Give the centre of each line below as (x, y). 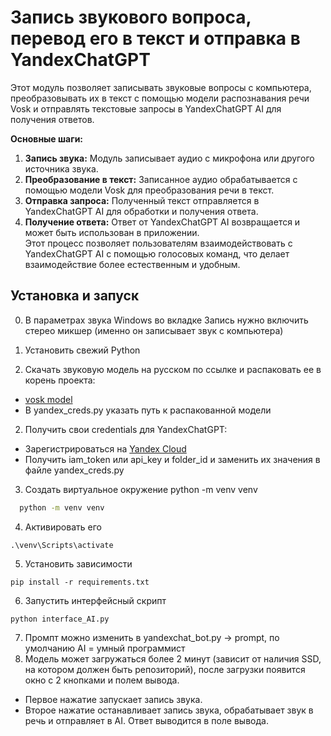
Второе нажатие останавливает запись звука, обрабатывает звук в (169, 710)
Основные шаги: (47, 138)
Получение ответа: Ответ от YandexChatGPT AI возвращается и (162, 222)
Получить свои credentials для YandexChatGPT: (126, 429)
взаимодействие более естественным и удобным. (132, 264)
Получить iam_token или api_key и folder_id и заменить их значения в (172, 459)
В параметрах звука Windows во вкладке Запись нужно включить (166, 320)
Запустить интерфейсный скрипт (95, 600)
